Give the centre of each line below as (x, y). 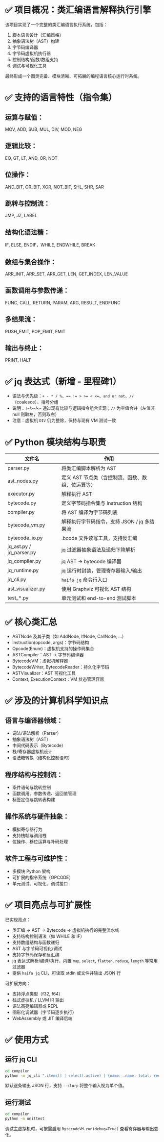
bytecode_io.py (25, 538)
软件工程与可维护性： (37, 858)
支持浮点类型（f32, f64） (38, 993)
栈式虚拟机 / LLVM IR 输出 (38, 1000)
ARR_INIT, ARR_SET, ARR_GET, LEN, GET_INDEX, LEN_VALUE (67, 274)
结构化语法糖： (28, 232)
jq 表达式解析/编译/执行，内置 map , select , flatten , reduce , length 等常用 (85, 961)
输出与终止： (24, 348)
